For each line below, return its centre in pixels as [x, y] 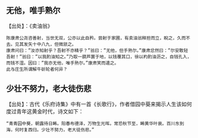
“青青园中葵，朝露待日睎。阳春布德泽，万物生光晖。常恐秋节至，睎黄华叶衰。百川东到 [95, 123]
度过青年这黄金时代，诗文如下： [45, 111]
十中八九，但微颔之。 [54, 44]
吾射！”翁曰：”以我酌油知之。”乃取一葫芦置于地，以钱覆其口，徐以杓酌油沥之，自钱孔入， [99, 57]
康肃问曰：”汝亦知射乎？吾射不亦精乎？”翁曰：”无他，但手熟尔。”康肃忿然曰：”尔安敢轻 [97, 51]
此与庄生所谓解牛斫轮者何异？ [37, 69]
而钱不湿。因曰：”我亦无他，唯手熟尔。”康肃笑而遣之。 [62, 63]
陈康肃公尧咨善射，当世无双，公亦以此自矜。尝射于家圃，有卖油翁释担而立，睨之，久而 [96, 38]
